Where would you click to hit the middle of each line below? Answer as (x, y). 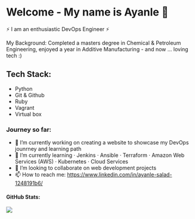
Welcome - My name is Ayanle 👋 (87, 12)
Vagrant (24, 107)
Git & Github (30, 95)
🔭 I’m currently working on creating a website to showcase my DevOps (102, 143)
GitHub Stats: (23, 197)
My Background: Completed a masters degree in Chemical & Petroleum (94, 43)
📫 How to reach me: (40, 175)
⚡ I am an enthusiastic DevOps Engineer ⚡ (58, 29)
